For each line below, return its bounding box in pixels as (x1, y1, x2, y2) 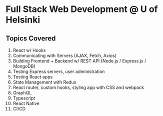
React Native (12, 100, 39, 106)
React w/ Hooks (12, 47, 46, 53)
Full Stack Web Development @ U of (5, 3, 158, 15)
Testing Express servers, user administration (12, 68, 105, 74)
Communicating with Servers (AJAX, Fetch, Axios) (12, 52, 117, 58)
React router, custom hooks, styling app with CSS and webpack (12, 84, 144, 90)
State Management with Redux (12, 79, 76, 85)
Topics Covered (5, 34, 56, 42)
